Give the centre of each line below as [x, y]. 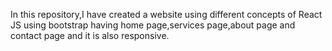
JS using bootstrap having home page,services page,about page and [153, 25]
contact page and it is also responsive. [90, 35]
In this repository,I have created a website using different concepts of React [166, 14]
